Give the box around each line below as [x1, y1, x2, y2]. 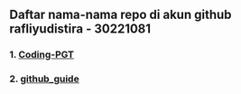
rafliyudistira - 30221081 [9, 22, 152, 37]
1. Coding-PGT [9, 49, 75, 61]
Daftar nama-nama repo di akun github [9, 7, 232, 23]
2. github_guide [9, 72, 79, 85]
